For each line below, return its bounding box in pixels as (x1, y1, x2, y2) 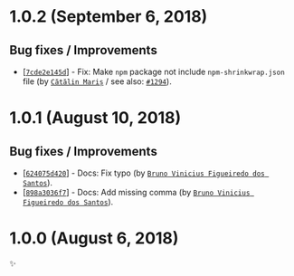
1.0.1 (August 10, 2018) (9, 108, 182, 128)
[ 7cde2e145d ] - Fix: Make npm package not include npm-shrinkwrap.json (22, 66, 285, 77)
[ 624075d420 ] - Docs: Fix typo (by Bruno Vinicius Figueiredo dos (22, 167, 265, 178)
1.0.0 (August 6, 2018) (9, 228, 179, 249)
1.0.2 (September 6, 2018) (9, 6, 208, 27)
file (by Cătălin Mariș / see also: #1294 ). (22, 76, 172, 87)
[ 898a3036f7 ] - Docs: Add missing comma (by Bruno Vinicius (22, 187, 251, 197)
